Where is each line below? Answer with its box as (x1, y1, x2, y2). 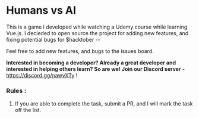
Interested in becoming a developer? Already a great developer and (6, 59, 176, 66)
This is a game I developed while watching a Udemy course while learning (6, 23, 188, 30)
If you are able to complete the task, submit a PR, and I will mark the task (14, 100, 193, 107)
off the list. (14, 107, 42, 114)
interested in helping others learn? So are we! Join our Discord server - (6, 65, 185, 72)
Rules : (6, 86, 27, 95)
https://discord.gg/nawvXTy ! (6, 72, 78, 79)
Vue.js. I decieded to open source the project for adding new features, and (6, 29, 189, 36)
